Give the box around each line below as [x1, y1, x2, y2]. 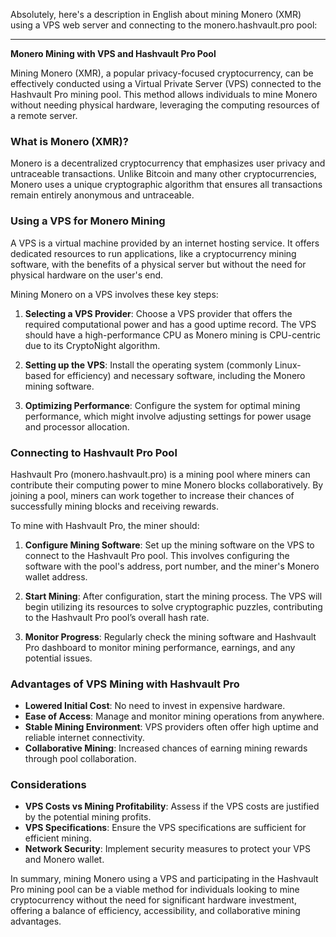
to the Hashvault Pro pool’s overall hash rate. [24, 611, 210, 623]
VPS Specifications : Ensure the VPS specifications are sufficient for [24, 822, 307, 834]
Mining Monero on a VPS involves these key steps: [10, 288, 219, 300]
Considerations [10, 778, 87, 792]
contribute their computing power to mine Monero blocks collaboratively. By [10, 479, 324, 491]
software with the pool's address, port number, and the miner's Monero [24, 560, 320, 572]
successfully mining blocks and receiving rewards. [10, 500, 219, 512]
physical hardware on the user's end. [10, 269, 164, 281]
